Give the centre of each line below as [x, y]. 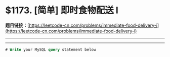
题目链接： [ [17, 25]
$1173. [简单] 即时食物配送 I [62, 10]
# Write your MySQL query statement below [51, 49]
